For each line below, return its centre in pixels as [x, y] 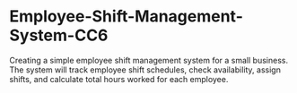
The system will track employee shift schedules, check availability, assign [145, 70]
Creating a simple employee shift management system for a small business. [149, 60]
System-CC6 [59, 35]
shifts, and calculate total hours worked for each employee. [119, 79]
